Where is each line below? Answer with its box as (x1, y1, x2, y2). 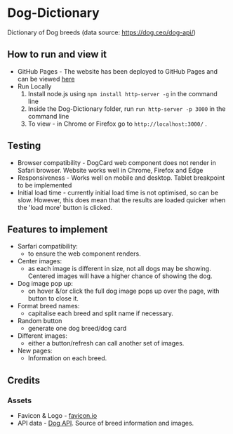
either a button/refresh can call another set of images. (27, 339, 185, 348)
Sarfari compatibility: (17, 242, 79, 251)
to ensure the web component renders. (27, 249, 142, 258)
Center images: (17, 257, 62, 265)
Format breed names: (17, 302, 80, 310)
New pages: (17, 346, 53, 355)
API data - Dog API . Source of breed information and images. (17, 419, 194, 428)
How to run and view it (7, 48, 107, 60)
